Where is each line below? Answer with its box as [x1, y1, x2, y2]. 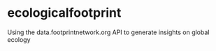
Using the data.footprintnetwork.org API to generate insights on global [7, 28, 210, 36]
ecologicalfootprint [7, 5, 122, 21]
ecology [7, 35, 31, 43]
